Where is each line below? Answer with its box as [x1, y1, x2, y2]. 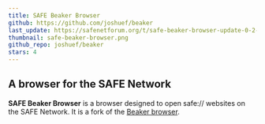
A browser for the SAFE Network [8, 77, 172, 91]
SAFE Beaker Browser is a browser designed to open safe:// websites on [8, 98, 246, 107]
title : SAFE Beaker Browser [8, 11, 101, 20]
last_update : [8, 26, 51, 34]
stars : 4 [8, 48, 37, 56]
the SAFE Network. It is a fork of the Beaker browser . [8, 107, 180, 116]
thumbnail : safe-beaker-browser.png [8, 33, 129, 42]
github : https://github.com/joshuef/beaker [8, 19, 154, 27]
